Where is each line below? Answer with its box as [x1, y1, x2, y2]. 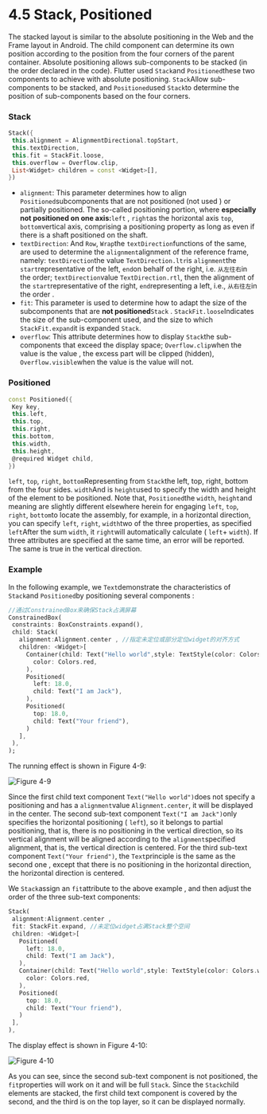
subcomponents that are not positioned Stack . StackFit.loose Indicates [19, 307, 254, 316]
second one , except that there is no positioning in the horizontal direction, [8, 860, 252, 869]
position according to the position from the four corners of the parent [8, 49, 234, 58]
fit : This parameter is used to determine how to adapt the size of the [19, 298, 247, 308]
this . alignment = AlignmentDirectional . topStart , [11, 137, 180, 145]
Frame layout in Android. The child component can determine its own [8, 40, 234, 49]
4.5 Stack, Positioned [8, 6, 153, 24]
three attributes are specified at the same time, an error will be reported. [8, 535, 245, 545]
